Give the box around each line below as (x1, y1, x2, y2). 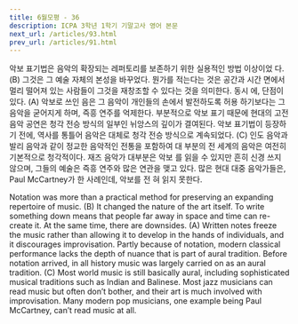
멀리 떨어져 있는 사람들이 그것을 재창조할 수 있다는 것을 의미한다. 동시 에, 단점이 (9, 85, 285, 96)
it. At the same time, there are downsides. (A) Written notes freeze (34, 220, 278, 231)
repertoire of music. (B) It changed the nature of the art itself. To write (9, 202, 265, 212)
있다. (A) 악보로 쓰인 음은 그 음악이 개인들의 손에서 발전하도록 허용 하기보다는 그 (9, 97, 286, 107)
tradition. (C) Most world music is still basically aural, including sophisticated (9, 267, 290, 278)
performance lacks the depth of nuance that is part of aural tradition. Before (9, 249, 287, 259)
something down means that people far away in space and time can (9, 210, 258, 222)
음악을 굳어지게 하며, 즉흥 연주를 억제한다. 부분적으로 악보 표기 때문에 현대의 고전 (9, 107, 289, 118)
